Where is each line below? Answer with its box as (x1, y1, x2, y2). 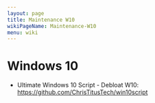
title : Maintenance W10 (7, 16, 75, 23)
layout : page (7, 10, 45, 17)
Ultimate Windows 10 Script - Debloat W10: (16, 81, 139, 89)
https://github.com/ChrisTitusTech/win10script (16, 88, 148, 96)
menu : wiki (7, 29, 38, 36)
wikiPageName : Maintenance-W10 (7, 23, 97, 29)
